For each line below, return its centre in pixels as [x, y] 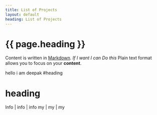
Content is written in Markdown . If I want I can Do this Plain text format [78, 58]
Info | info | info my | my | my [35, 107]
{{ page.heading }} [45, 44]
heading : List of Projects [33, 19]
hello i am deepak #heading [34, 73]
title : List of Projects [31, 10]
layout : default [22, 15]
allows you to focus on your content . [44, 63]
